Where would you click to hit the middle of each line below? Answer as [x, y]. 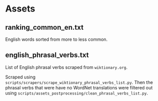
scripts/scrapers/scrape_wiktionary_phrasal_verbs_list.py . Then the [79, 82]
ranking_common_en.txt [44, 27]
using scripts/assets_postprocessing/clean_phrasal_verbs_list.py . [76, 93]
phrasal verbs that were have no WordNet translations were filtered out [79, 87]
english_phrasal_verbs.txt [47, 55]
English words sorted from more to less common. [56, 39]
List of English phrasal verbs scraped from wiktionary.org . [66, 67]
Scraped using [20, 77]
